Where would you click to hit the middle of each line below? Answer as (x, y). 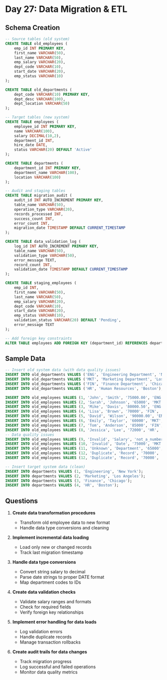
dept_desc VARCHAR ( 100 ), (40, 99)
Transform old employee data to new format (65, 522)
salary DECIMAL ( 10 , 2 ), (38, 136)
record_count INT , (33, 265)
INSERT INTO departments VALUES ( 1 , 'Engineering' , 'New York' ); (74, 471)
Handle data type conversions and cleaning (64, 528)
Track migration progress (46, 662)
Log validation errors (41, 632)
